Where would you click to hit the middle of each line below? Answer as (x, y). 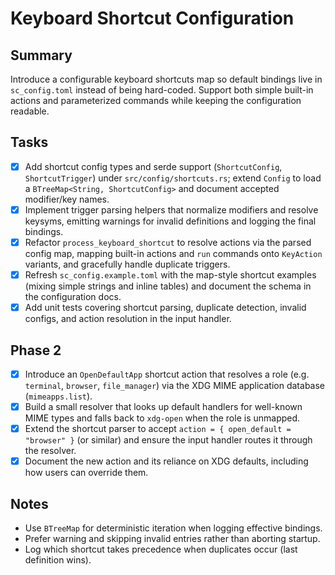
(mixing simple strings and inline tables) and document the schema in (168, 286)
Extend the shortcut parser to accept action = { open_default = (158, 429)
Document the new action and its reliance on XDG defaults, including (166, 461)
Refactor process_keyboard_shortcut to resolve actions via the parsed (168, 242)
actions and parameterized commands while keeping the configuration (156, 100)
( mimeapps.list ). (58, 396)
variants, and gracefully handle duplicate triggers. (127, 264)
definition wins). (58, 560)
